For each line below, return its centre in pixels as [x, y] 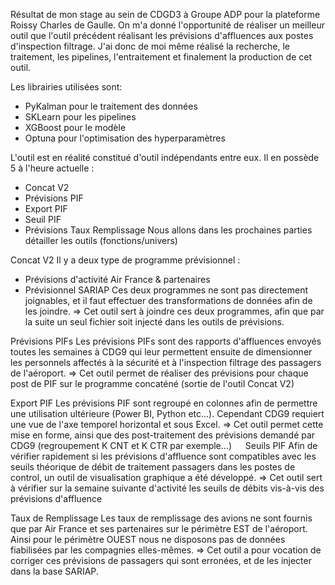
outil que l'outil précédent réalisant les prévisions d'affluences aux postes [162, 35]
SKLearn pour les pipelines [80, 117]
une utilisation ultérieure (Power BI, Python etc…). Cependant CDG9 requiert [167, 413]
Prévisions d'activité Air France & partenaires [117, 279]
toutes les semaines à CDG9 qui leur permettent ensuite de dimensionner [161, 352]
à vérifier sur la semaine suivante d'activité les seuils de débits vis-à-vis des [167, 488]
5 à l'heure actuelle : [52, 168]
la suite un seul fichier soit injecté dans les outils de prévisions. [154, 322]
